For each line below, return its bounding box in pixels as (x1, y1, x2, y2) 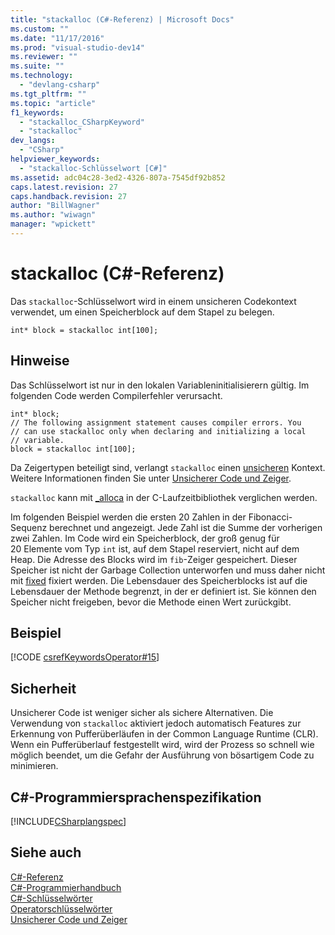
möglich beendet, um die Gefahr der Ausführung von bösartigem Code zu (10, 749, 315, 761)
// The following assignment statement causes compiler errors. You (10, 417, 302, 428)
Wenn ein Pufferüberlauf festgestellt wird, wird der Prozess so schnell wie (10, 739, 315, 751)
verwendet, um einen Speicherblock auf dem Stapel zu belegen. (10, 306, 275, 318)
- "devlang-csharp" (19, 80, 101, 90)
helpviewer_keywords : (10, 154, 101, 164)
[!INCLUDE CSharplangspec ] (10, 816, 127, 828)
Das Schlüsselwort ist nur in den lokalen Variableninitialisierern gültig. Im (10, 379, 310, 391)
